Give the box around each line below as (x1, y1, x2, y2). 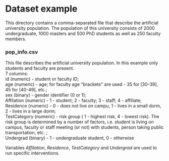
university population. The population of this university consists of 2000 (5, 25, 155, 31)
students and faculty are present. (5, 65, 75, 71)
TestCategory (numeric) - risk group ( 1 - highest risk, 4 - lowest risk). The (5, 114, 159, 120)
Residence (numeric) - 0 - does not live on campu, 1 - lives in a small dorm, (5, 103, 161, 109)
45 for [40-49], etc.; (5, 87, 47, 93)
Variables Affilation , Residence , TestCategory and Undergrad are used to (5, 145, 157, 151)
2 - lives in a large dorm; (5, 108, 57, 114)
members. (5, 36, 27, 42)
